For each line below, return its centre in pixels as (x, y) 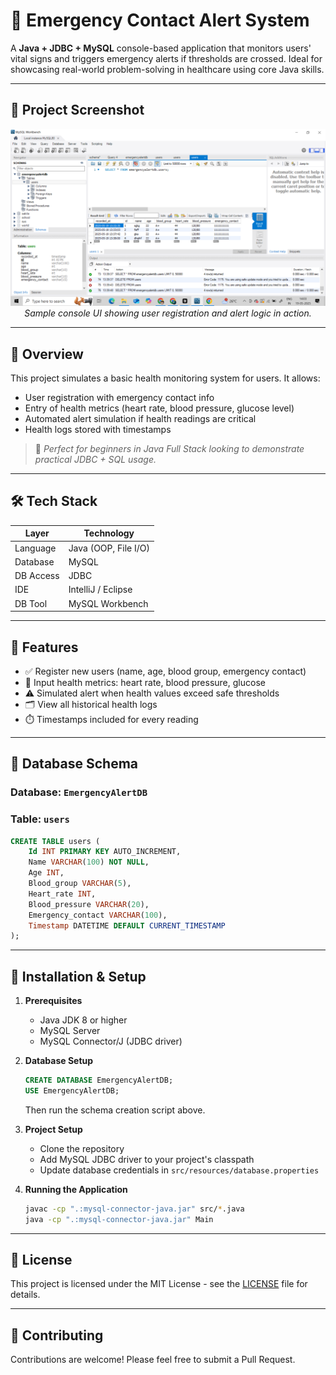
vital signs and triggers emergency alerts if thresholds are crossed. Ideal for (166, 58)
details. (25, 1295)
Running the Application (76, 1189)
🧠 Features (44, 647)
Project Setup (53, 1129)
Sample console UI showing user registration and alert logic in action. (168, 313)
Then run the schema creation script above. (115, 1110)
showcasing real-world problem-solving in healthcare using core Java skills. (167, 69)
